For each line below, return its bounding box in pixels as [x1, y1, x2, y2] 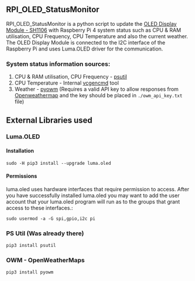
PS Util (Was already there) [6, 229, 84, 237]
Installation [6, 147, 34, 154]
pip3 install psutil [6, 243, 57, 249]
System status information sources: [6, 60, 111, 68]
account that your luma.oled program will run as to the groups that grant [6, 198, 180, 205]
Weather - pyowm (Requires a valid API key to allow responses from [14, 86, 179, 93]
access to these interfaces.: [6, 204, 73, 211]
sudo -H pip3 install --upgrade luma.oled [6, 160, 111, 166]
